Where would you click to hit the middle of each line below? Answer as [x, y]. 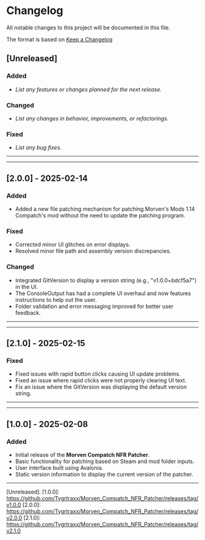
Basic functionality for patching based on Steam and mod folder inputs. [105, 461]
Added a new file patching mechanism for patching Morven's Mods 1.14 [105, 209]
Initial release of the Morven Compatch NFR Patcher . [82, 454]
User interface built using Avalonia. [59, 467]
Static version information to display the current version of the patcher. [104, 474]
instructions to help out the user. [56, 299]
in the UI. [27, 286]
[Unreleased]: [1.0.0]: [33, 492]
